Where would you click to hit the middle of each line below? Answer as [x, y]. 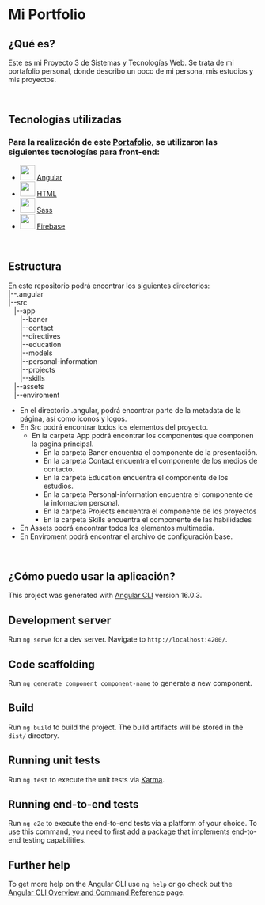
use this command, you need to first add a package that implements [119, 831]
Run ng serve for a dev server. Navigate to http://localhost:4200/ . [118, 639]
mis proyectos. [32, 80]
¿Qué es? [32, 44]
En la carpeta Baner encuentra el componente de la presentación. [150, 452]
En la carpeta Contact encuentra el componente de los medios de [150, 460]
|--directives [40, 336]
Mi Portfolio [47, 15]
